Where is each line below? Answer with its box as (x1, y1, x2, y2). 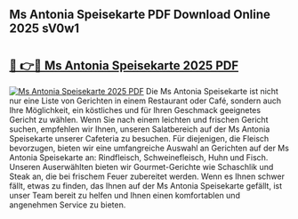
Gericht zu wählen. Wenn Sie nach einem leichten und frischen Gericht (9, 115, 269, 125)
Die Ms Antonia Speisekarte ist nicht (145, 86, 278, 96)
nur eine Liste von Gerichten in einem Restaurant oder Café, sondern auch (9, 95, 282, 106)
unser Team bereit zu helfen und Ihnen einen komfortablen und (9, 191, 240, 200)
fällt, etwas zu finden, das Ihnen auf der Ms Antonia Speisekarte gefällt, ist (9, 181, 283, 191)
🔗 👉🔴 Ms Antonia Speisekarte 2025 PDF (9, 58, 238, 73)
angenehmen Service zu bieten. (9, 199, 126, 210)
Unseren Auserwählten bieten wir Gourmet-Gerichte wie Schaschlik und (9, 162, 274, 172)
